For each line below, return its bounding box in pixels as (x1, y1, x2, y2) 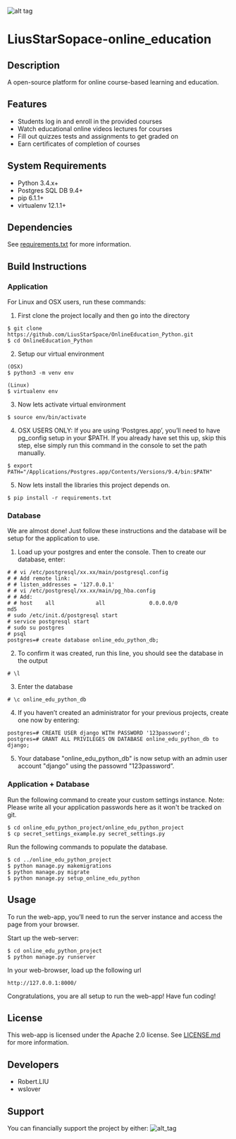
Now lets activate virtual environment (17, 400, 126, 409)
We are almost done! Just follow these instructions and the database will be (7, 527, 227, 535)
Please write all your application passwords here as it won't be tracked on (7, 803, 222, 811)
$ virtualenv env (7, 388, 58, 395)
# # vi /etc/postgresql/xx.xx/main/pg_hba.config (7, 587, 156, 595)
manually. (17, 449, 46, 457)
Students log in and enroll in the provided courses (17, 117, 163, 125)
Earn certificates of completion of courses (17, 139, 141, 148)
